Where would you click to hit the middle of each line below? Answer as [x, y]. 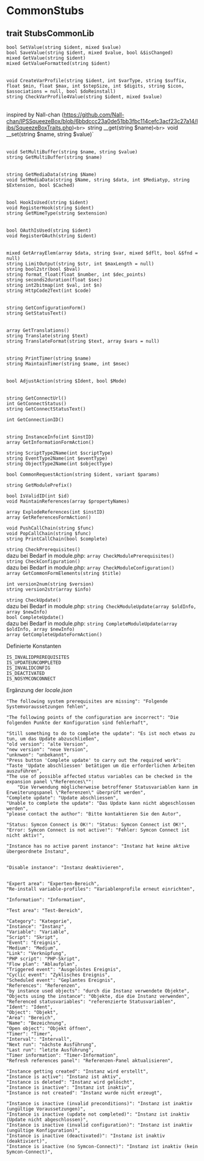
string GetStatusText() [37, 313]
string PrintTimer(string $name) [49, 359]
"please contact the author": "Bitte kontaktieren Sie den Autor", [94, 814]
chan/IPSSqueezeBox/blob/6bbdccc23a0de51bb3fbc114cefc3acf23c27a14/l [102, 121]
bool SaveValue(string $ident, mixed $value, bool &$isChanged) [90, 53]
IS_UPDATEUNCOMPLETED [34, 663]
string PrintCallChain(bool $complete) [57, 539]
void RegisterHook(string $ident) [50, 208]
